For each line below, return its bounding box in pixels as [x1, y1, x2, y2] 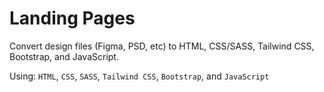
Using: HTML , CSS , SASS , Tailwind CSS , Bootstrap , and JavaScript [9, 70, 270, 82]
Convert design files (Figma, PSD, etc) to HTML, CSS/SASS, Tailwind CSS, [9, 40, 315, 52]
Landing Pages [9, 7, 136, 30]
